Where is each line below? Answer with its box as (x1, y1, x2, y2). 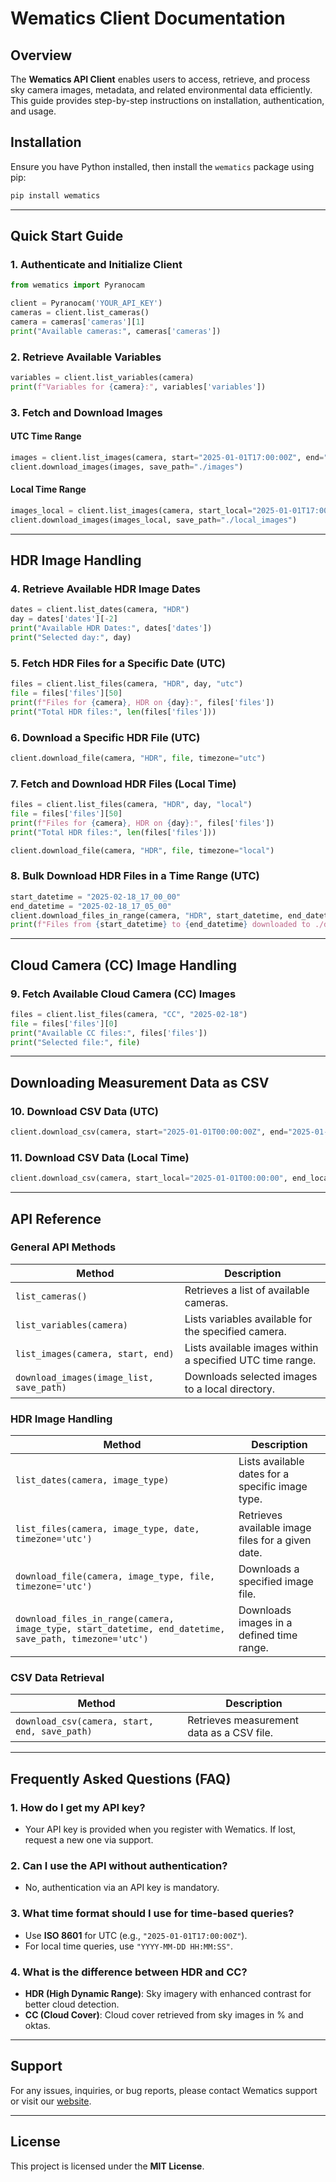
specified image (238, 1575, 314, 1589)
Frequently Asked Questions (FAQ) (10, 1770, 232, 1787)
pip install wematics (10, 190, 101, 201)
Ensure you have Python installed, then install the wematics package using (10, 160, 315, 172)
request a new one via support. (24, 1834, 154, 1846)
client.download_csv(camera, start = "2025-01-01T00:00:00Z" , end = (10, 1127, 288, 1137)
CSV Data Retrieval (10, 1671, 105, 1685)
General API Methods (10, 1240, 117, 1254)
